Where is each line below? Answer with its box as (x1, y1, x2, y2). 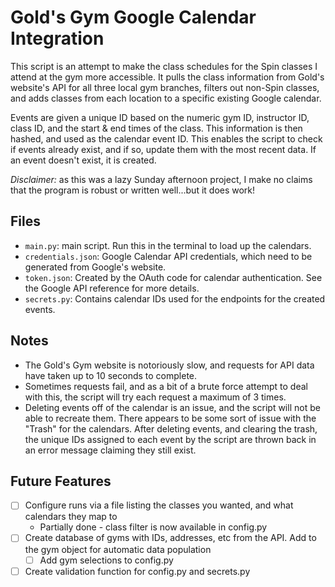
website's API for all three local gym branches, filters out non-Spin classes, (10, 81, 320, 93)
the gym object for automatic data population (24, 543, 212, 555)
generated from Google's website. (24, 261, 167, 273)
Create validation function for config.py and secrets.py (24, 565, 251, 577)
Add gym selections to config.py (39, 554, 174, 566)
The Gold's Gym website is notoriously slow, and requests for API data (24, 359, 315, 371)
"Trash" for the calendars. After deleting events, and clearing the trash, (24, 422, 318, 435)
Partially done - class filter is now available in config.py (39, 521, 268, 533)
